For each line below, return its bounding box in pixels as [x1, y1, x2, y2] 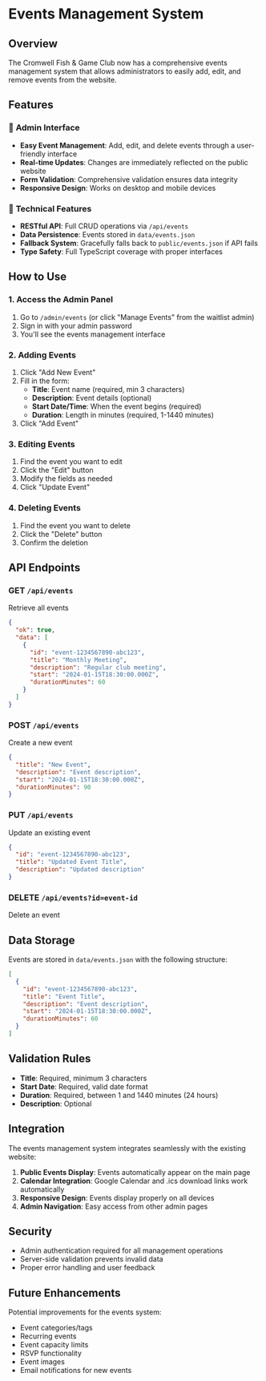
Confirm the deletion [19, 538, 88, 547]
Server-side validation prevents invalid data [19, 1254, 163, 1264]
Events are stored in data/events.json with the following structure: [8, 955, 228, 964]
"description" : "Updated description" [15, 866, 146, 874]
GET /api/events [8, 584, 74, 596]
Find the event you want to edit [19, 457, 123, 466]
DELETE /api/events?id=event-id [8, 891, 139, 902]
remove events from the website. [8, 75, 118, 84]
